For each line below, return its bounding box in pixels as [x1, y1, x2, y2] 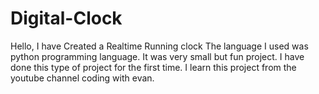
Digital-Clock [10, 7, 123, 30]
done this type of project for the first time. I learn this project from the [10, 61, 297, 73]
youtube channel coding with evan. [10, 72, 155, 84]
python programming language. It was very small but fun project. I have [10, 50, 305, 62]
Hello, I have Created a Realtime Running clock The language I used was [10, 40, 309, 52]
